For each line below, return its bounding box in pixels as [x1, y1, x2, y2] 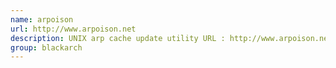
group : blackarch [10, 42, 83, 53]
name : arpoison [10, 14, 74, 25]
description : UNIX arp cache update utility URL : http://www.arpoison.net [10, 33, 333, 43]
